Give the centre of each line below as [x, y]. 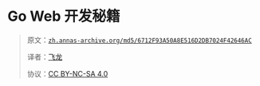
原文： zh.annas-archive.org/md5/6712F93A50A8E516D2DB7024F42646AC [139, 40]
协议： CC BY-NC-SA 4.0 [67, 73]
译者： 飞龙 [45, 57]
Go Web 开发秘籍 [64, 16]
